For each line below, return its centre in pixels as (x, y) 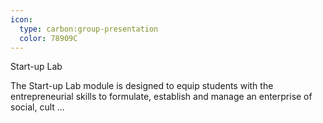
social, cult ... (37, 107)
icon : (21, 19)
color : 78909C (48, 38)
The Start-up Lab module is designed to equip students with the (142, 86)
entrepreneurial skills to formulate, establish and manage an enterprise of (161, 97)
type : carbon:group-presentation (89, 29)
